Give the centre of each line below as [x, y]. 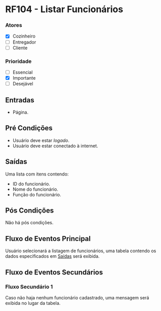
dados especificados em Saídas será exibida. [52, 256]
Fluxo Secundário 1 [29, 287]
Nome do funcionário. [35, 189]
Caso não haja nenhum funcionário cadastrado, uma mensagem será [77, 297]
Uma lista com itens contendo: [37, 174]
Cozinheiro [24, 36]
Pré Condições [29, 128]
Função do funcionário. [37, 194]
